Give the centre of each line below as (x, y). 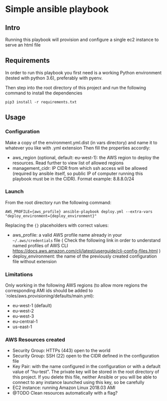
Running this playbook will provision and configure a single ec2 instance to (82, 39)
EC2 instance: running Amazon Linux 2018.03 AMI (64, 388)
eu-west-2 (23, 311)
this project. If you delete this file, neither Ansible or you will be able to (84, 377)
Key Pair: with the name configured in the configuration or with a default (86, 367)
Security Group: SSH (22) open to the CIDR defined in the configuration (86, 356)
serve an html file (23, 45)
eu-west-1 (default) (32, 306)
